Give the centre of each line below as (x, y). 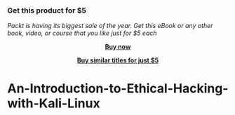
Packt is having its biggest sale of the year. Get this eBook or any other (110, 26)
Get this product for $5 (47, 11)
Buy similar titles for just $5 (118, 60)
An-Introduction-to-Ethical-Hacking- (118, 89)
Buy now (118, 47)
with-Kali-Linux (54, 103)
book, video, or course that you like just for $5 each (82, 33)
